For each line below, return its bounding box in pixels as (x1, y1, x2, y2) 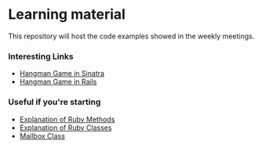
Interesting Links (8, 51, 74, 62)
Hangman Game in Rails (19, 77, 97, 87)
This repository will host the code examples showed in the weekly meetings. (8, 31, 255, 41)
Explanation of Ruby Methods (19, 114, 115, 124)
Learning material (8, 5, 126, 23)
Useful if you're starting (8, 96, 101, 107)
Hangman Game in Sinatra (19, 69, 104, 78)
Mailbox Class (19, 131, 65, 140)
